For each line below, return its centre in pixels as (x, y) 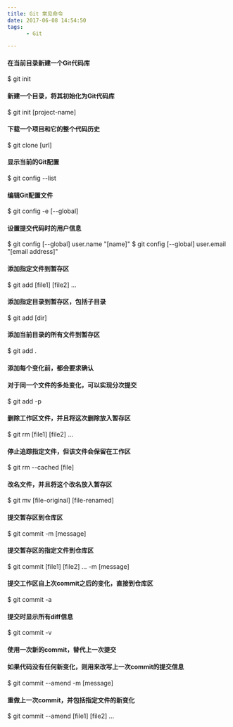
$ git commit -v (30, 633)
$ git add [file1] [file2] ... (42, 285)
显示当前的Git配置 (33, 162)
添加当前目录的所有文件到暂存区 (53, 335)
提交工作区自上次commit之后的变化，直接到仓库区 (80, 584)
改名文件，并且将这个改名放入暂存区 (60, 484)
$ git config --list (32, 178)
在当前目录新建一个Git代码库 (49, 63)
